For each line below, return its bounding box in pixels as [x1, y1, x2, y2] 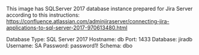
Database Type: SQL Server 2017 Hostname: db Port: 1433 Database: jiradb [6, 36, 193, 42]
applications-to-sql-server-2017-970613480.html [6, 24, 128, 31]
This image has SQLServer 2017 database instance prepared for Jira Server [6, 5, 193, 12]
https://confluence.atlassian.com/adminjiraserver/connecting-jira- [6, 18, 170, 25]
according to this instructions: [6, 11, 80, 19]
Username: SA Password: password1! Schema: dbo [6, 42, 133, 49]
